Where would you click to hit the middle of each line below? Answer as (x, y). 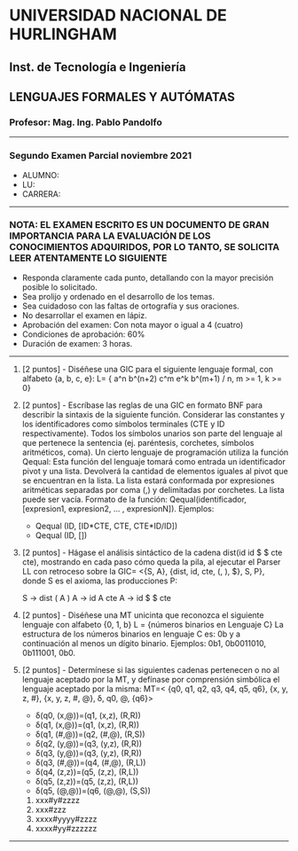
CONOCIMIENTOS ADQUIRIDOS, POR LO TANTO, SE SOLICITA (145, 247)
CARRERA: (41, 194)
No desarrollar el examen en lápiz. (85, 315)
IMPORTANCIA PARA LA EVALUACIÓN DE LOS (110, 236)
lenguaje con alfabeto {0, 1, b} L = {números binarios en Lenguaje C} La (153, 624)
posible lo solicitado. (59, 287)
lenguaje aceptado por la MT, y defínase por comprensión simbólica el (151, 679)
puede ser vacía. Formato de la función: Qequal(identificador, (134, 499)
